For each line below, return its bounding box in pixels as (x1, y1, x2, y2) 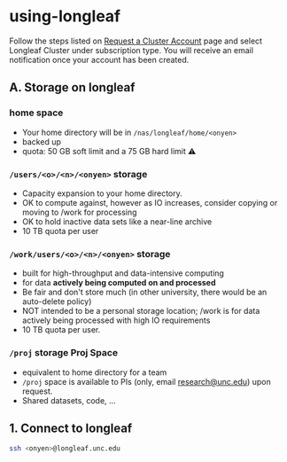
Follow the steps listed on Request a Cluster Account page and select (9, 35, 263, 46)
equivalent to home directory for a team (21, 366, 167, 378)
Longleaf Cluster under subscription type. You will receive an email (9, 44, 254, 55)
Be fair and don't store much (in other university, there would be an (21, 286, 268, 298)
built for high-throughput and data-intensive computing (21, 268, 224, 278)
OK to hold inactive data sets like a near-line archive (21, 215, 213, 227)
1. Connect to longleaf (9, 420, 133, 435)
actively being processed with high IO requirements (21, 315, 211, 325)
